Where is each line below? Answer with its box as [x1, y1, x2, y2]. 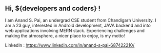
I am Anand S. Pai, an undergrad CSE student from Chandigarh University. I [5, 17, 156, 23]
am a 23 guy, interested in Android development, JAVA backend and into [5, 22, 151, 28]
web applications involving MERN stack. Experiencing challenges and [5, 27, 145, 34]
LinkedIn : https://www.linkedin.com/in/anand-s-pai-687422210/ [5, 42, 135, 48]
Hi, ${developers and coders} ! [5, 4, 101, 13]
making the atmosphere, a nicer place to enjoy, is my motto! [5, 33, 125, 38]
